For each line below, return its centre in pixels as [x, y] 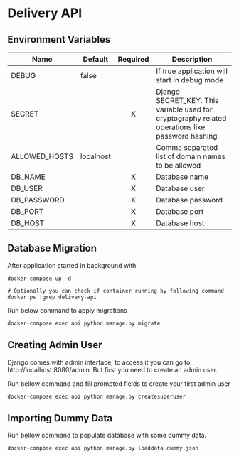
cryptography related [191, 118]
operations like [181, 127]
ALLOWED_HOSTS [42, 156]
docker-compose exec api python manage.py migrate [84, 323]
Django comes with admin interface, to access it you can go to [99, 362]
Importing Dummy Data [60, 418]
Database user [180, 188]
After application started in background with [72, 265]
